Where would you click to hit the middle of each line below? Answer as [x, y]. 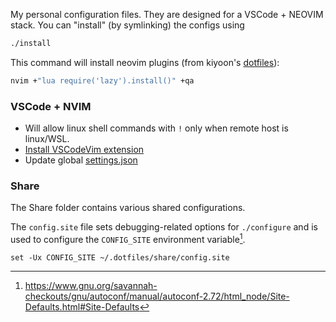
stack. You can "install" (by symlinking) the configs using [127, 25]
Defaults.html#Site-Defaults [82, 307]
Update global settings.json [81, 160]
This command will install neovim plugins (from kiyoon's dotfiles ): [145, 62]
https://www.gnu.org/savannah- [91, 285]
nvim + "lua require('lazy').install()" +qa [102, 80]
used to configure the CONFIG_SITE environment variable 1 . [128, 238]
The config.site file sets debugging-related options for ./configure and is [164, 227]
